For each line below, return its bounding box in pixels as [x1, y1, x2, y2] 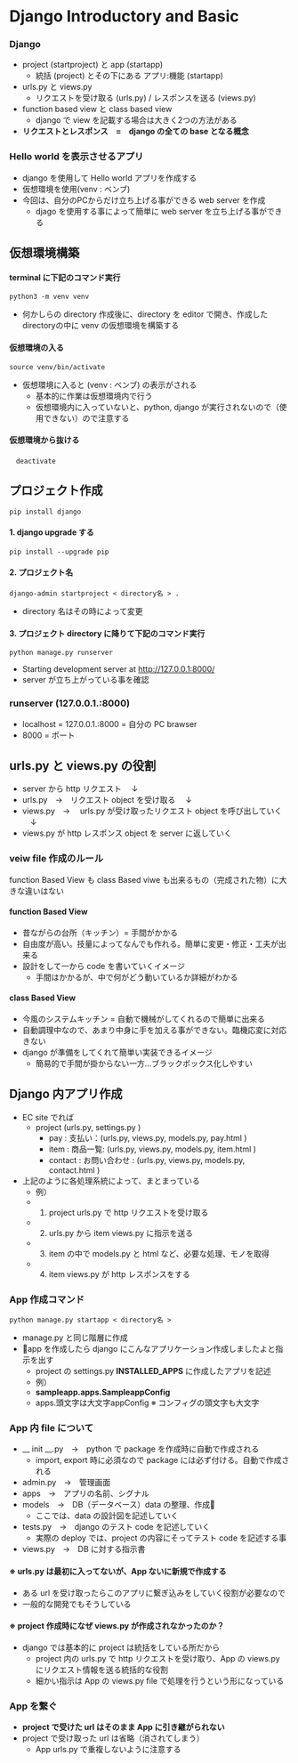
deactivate [15, 457, 56, 465]
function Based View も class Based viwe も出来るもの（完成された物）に [9, 874, 280, 885]
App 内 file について [9, 1422, 94, 1435]
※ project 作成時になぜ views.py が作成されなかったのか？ [9, 1621, 225, 1631]
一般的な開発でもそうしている [21, 1598, 132, 1609]
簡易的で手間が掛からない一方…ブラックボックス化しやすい [35, 1058, 254, 1069]
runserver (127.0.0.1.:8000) [9, 697, 131, 709]
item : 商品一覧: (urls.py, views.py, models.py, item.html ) [48, 1144, 256, 1154]
